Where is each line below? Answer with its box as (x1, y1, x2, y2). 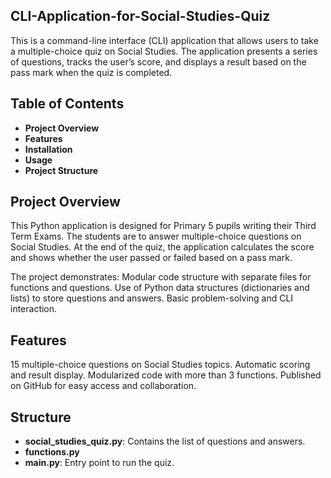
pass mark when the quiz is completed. (10, 66, 173, 78)
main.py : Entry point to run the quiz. (24, 457, 175, 469)
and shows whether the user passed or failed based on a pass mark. (10, 252, 293, 264)
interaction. (10, 303, 58, 315)
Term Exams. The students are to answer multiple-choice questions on (10, 230, 302, 243)
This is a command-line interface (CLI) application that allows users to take (10, 34, 319, 46)
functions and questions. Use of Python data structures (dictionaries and (10, 282, 310, 294)
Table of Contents (10, 95, 125, 113)
